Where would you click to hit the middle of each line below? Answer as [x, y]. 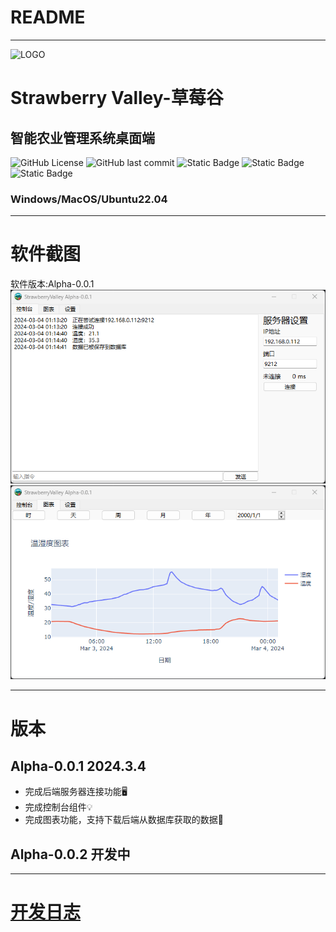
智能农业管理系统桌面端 [82, 137]
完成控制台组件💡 [58, 807]
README [48, 17]
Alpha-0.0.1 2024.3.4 [78, 766]
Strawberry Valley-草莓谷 [117, 98]
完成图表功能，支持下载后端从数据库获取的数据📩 [124, 820]
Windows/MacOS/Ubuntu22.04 [89, 199]
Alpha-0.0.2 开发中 [70, 854]
